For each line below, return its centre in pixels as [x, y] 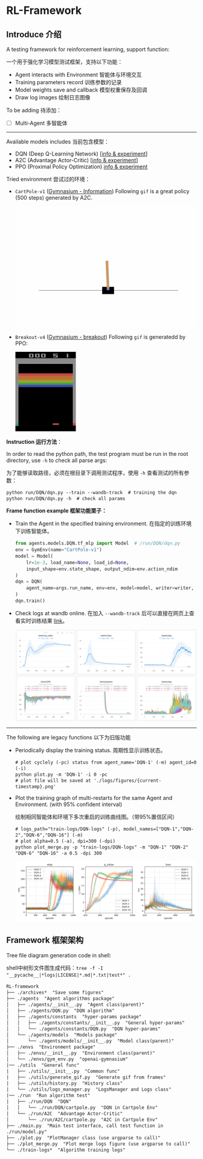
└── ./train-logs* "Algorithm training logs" [66, 1150]
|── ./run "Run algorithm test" [48, 1095]
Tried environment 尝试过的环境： [48, 179]
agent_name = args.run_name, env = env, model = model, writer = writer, [110, 588]
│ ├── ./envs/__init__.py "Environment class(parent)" [81, 1053]
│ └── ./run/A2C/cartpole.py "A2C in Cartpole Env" [82, 1120]
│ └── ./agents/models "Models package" [62, 1035]
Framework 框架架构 [45, 940]
